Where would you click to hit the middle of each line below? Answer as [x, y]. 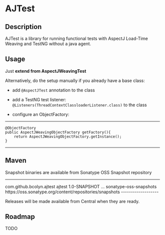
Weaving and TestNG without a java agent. [48, 44]
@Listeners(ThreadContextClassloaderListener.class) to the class [80, 105]
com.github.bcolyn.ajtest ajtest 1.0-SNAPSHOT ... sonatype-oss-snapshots [81, 186]
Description [23, 27]
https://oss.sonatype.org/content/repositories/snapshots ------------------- [82, 192]
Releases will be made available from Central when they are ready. [72, 201]
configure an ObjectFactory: [41, 114]
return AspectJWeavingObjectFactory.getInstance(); [68, 136]
